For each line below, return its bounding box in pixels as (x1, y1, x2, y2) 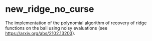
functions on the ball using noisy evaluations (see (5, 25, 108, 31)
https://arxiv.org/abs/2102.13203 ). (5, 30, 76, 36)
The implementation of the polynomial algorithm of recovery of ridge (5, 20, 147, 26)
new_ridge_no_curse (5, 3, 94, 15)
